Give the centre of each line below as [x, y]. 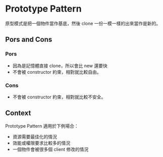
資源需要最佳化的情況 [35, 136]
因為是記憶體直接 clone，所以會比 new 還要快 [60, 66]
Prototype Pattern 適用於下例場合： [42, 126]
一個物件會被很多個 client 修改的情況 [50, 149]
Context [18, 113]
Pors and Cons [29, 40]
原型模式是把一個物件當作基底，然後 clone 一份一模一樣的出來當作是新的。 [83, 23]
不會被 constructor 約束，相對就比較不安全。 [59, 97]
